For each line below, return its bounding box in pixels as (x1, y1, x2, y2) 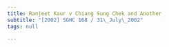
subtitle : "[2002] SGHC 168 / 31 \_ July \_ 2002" (7, 17, 143, 23)
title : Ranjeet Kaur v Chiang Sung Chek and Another (7, 10, 162, 17)
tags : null (7, 23, 39, 30)
